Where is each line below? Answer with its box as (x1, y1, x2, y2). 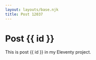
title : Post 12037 (5, 12, 43, 17)
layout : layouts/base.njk (5, 7, 58, 12)
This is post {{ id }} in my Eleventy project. (5, 49, 92, 55)
